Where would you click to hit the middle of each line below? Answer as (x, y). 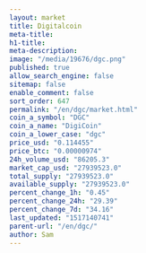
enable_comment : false (52, 92)
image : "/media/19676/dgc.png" (68, 59)
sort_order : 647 (39, 101)
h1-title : (28, 43)
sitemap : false (38, 84)
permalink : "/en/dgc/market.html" (74, 109)
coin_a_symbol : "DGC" (50, 118)
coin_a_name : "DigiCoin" (56, 126)
